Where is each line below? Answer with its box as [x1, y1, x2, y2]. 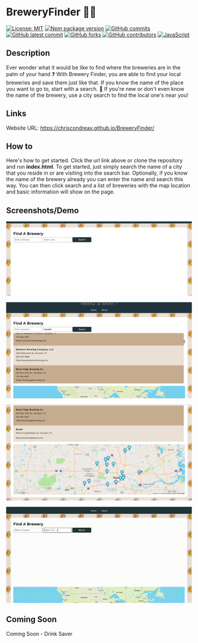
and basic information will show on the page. [6, 188, 115, 195]
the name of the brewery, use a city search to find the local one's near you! [6, 91, 189, 99]
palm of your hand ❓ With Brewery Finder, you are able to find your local [6, 70, 181, 77]
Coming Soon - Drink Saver [6, 630, 72, 637]
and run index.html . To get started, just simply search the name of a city [6, 163, 183, 170]
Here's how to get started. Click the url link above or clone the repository [6, 157, 183, 164]
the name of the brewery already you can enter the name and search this [6, 176, 184, 183]
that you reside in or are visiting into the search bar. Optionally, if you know [6, 169, 188, 176]
